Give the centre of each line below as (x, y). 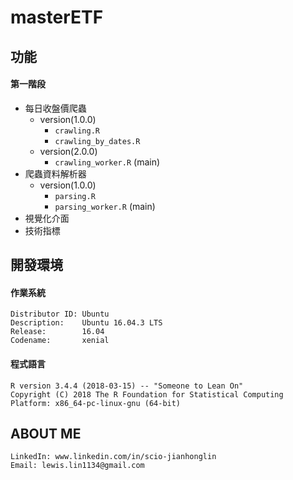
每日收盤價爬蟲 (55, 108)
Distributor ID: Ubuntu (60, 314)
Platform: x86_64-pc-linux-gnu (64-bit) (96, 403)
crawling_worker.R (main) (107, 162)
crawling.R (77, 131)
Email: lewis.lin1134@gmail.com (77, 466)
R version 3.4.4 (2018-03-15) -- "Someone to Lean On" (127, 386)
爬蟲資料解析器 (55, 173)
